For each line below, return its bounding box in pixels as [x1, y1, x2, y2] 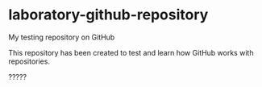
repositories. [8, 56, 51, 66]
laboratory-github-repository [8, 6, 209, 24]
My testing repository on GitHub [8, 32, 115, 42]
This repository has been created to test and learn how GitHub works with [8, 48, 254, 57]
